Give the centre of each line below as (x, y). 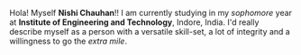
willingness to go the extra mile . (68, 41)
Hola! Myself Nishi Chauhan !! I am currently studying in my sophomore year (151, 13)
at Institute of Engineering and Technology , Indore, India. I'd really (134, 22)
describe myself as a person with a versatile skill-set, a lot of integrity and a (150, 31)
